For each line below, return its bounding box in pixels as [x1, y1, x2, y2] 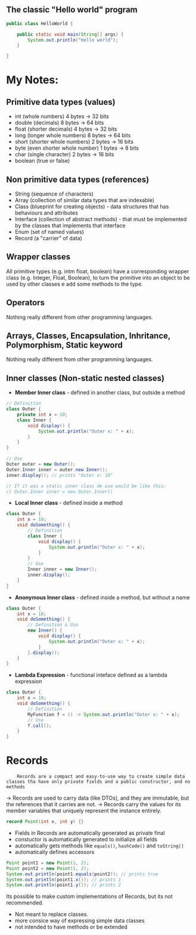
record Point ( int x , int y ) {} [6, 819, 84, 825]
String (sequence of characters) [14, 190, 94, 197]
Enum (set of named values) [14, 228, 85, 235]
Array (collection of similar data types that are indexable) [14, 197, 155, 203]
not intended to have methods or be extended [14, 924, 127, 931]
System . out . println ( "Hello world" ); [27, 37, 119, 43]
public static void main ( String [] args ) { [17, 31, 124, 38]
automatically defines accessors [14, 848, 95, 855]
